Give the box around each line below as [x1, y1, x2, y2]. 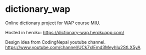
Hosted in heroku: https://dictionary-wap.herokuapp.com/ [5, 29, 124, 35]
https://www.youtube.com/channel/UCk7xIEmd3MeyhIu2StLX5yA [5, 44, 141, 50]
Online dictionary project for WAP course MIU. [5, 20, 100, 26]
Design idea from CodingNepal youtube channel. [5, 39, 106, 45]
